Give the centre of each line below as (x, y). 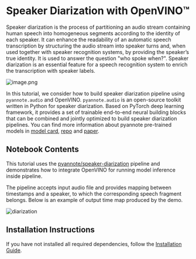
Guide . (14, 250)
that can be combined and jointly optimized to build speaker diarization (92, 118)
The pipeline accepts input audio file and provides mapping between (89, 187)
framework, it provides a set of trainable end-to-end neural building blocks (96, 112)
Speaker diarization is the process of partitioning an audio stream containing (98, 27)
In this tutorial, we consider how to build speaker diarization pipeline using (96, 93)
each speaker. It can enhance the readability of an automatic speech (89, 39)
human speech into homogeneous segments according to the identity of (93, 33)
